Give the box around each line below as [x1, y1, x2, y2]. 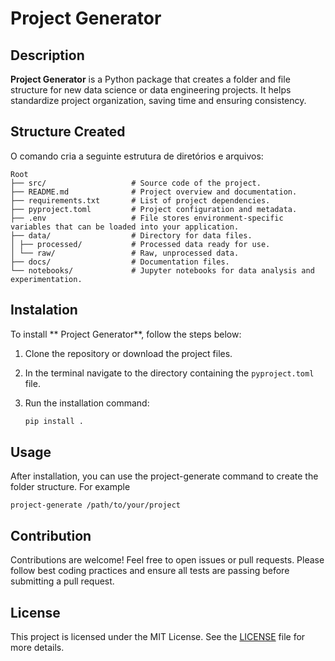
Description [10, 47, 85, 64]
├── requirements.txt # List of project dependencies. [10, 195, 271, 206]
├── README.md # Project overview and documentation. [10, 187, 298, 197]
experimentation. [10, 274, 83, 284]
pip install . [24, 416, 84, 426]
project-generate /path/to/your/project [10, 500, 182, 511]
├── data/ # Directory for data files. [10, 230, 253, 241]
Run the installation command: [24, 397, 150, 409]
